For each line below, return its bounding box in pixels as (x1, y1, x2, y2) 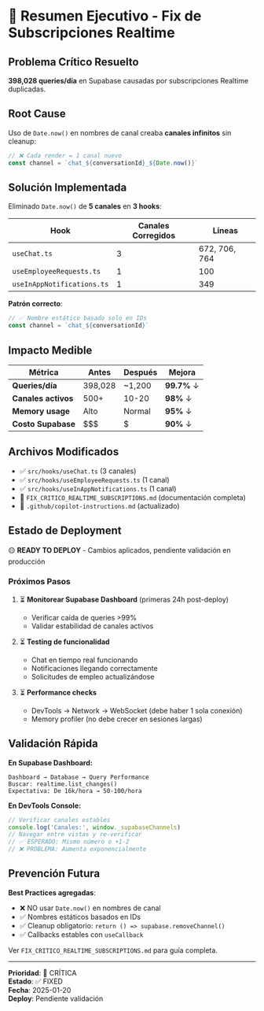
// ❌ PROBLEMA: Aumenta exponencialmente (8, 846, 147, 854)
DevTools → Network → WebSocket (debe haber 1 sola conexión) (31, 705, 243, 715)
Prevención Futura (8, 867, 101, 880)
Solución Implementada (8, 180, 127, 194)
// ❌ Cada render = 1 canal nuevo (8, 151, 122, 160)
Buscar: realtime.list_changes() (8, 780, 118, 788)
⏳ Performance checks (19, 687, 97, 697)
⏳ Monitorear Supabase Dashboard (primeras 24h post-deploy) (19, 594, 229, 604)
